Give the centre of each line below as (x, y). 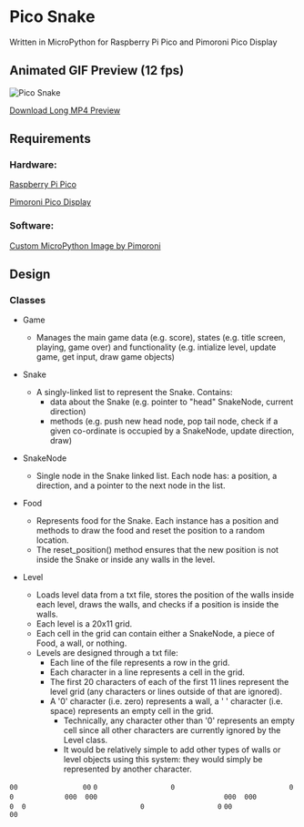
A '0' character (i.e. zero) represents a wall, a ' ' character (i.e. (167, 701)
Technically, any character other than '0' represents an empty (179, 720)
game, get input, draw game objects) (106, 357)
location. (53, 540)
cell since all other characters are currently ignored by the (172, 730)
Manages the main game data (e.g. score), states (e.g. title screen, (161, 338)
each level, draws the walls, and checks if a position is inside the (157, 605)
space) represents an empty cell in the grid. (132, 711)
